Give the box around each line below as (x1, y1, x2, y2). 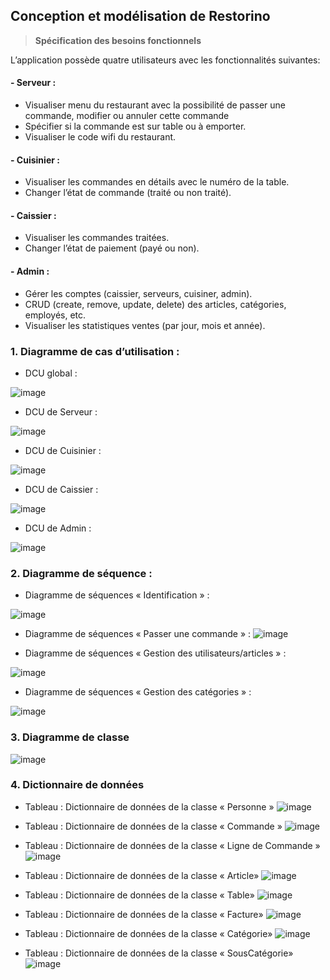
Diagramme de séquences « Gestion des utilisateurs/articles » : (24, 647, 287, 659)
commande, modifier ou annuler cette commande (24, 110, 230, 122)
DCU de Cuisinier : (24, 444, 102, 456)
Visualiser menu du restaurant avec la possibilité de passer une (24, 99, 286, 111)
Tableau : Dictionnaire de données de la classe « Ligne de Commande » (24, 839, 321, 851)
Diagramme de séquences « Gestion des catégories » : (24, 686, 252, 698)
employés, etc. (24, 309, 87, 321)
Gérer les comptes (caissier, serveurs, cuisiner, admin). (24, 287, 253, 299)
